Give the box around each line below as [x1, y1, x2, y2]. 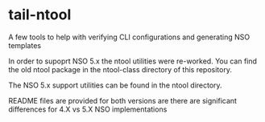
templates [8, 40, 42, 50]
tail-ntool [8, 6, 72, 24]
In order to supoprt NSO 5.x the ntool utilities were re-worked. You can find [8, 56, 258, 66]
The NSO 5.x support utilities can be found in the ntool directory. [8, 80, 223, 90]
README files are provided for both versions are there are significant [8, 96, 238, 105]
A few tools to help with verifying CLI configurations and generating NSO [8, 32, 251, 42]
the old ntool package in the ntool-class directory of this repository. [8, 64, 232, 74]
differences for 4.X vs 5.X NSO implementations [8, 104, 168, 114]
